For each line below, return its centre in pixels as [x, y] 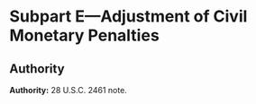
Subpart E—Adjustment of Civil [128, 17]
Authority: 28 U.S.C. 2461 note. [69, 90]
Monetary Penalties [84, 35]
